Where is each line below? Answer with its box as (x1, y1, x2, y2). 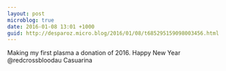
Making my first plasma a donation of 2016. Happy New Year (7, 49, 181, 57)
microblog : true (7, 17, 54, 24)
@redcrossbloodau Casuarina (7, 56, 92, 65)
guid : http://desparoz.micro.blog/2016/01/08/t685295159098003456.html (7, 29, 219, 37)
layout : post (7, 10, 45, 17)
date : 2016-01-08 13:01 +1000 (7, 23, 95, 30)
